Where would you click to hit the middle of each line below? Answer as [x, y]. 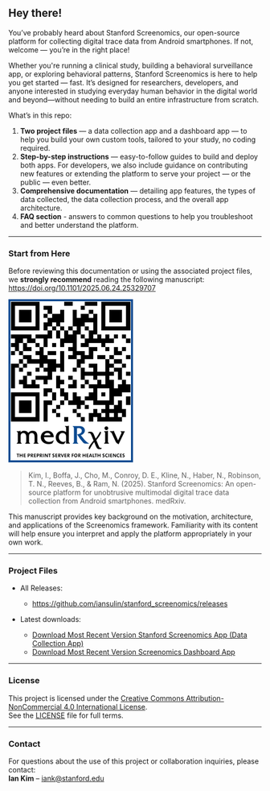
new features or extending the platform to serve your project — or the [135, 173]
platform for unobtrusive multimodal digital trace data [141, 493]
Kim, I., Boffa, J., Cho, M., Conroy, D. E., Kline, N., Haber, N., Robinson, [144, 475]
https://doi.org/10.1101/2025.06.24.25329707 [82, 288]
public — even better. [55, 182]
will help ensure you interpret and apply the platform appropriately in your [130, 534]
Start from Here [39, 253]
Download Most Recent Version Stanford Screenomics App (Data [139, 635]
